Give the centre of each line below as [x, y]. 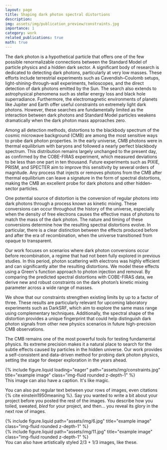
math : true [16, 42]
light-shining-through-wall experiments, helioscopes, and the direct [75, 83]
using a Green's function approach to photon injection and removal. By [78, 271]
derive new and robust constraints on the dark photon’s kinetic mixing [77, 282]
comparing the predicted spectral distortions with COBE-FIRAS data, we [79, 277]
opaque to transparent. [29, 240]
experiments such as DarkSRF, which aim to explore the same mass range [81, 307]
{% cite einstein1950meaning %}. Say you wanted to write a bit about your [82, 395]
